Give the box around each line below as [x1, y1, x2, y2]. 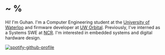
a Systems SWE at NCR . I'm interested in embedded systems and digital [5, 29, 153, 35]
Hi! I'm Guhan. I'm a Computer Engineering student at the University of [5, 19, 150, 25]
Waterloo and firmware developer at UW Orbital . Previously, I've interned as [5, 24, 161, 30]
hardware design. [5, 35, 41, 41]
